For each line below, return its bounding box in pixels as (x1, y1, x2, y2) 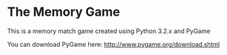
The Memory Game (7, 4, 120, 20)
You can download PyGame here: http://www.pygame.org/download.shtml (7, 40, 220, 48)
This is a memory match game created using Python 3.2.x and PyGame (7, 27, 210, 35)
